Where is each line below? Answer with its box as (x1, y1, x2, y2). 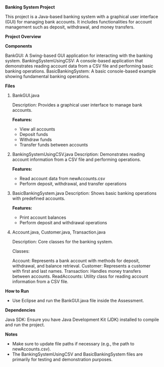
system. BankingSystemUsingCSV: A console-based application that (5, 58, 143, 63)
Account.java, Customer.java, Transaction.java (12, 229, 106, 235)
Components (5, 43, 32, 49)
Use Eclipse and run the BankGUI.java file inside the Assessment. (12, 298, 144, 303)
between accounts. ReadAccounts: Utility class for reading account (12, 273, 148, 279)
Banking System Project (5, 4, 55, 10)
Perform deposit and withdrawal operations (19, 220, 107, 225)
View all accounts (19, 126, 55, 132)
